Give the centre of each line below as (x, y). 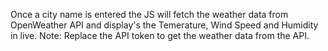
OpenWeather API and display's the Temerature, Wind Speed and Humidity (164, 25)
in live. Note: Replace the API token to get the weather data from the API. (160, 35)
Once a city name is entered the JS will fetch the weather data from (149, 14)
